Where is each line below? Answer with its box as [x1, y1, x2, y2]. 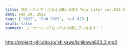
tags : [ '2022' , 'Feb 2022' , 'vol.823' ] [5, 16, 89, 21]
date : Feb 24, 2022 [5, 12, 46, 17]
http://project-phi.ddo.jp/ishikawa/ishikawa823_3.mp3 [5, 39, 117, 45]
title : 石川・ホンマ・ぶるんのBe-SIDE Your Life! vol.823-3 [5, 7, 125, 12]
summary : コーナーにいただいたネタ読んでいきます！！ [5, 26, 104, 31]
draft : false [5, 21, 33, 26]
